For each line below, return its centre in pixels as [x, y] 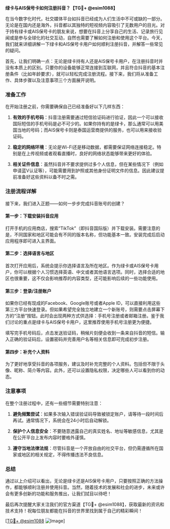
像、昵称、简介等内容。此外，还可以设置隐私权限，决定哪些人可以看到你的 [83, 370]
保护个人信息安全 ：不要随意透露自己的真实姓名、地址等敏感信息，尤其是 [88, 431]
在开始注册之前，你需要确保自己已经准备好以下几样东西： [65, 107]
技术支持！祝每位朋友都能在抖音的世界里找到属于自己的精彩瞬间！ [74, 511]
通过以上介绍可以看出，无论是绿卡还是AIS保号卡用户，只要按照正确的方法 [82, 481]
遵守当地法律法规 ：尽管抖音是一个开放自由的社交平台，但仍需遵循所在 [86, 448]
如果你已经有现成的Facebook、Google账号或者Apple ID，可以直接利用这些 [83, 303]
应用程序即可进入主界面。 [32, 241]
